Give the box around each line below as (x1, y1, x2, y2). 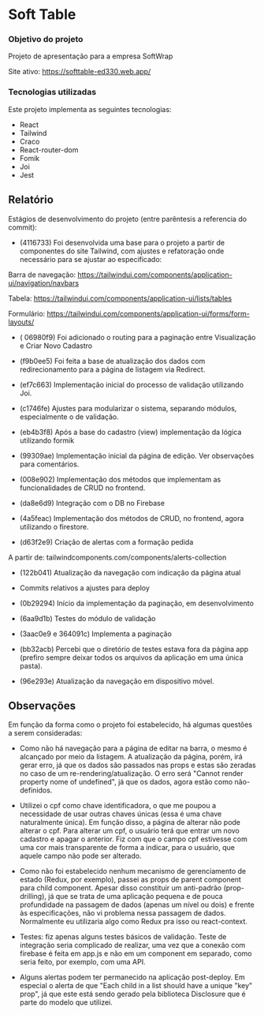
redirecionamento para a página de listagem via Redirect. (19, 365, 206, 374)
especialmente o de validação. (19, 412, 120, 421)
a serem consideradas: (8, 728, 83, 738)
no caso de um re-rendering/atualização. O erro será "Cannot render (19, 769, 244, 778)
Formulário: (8, 309, 46, 318)
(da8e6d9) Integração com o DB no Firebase (19, 498, 165, 507)
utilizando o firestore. (19, 522, 89, 531)
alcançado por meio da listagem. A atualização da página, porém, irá (19, 752, 243, 762)
